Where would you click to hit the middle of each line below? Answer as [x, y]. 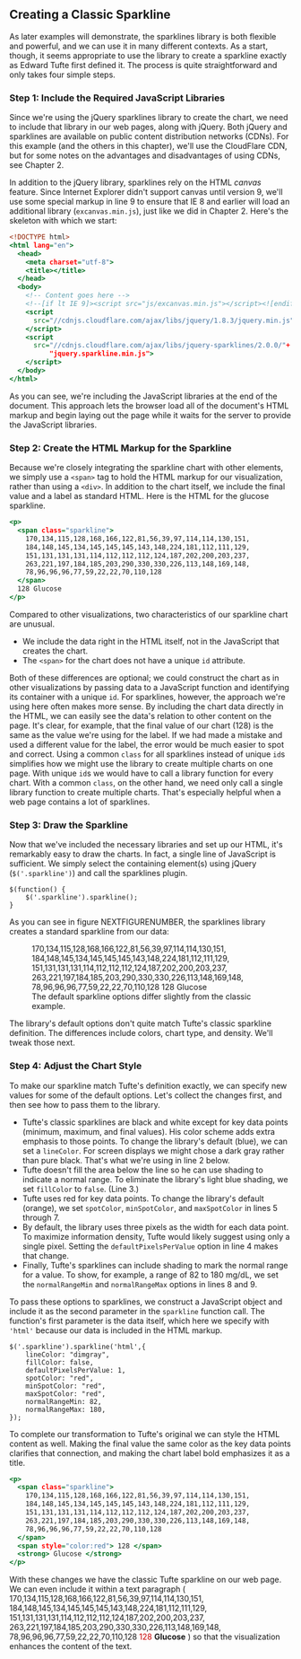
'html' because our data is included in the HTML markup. [116, 1330]
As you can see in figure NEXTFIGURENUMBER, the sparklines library [138, 922]
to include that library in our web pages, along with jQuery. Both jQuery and [149, 127]
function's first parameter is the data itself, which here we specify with [139, 1321]
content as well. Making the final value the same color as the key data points [150, 1444]
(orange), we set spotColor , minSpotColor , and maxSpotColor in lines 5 [150, 1207]
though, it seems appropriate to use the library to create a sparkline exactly [148, 55]
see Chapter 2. [37, 165]
